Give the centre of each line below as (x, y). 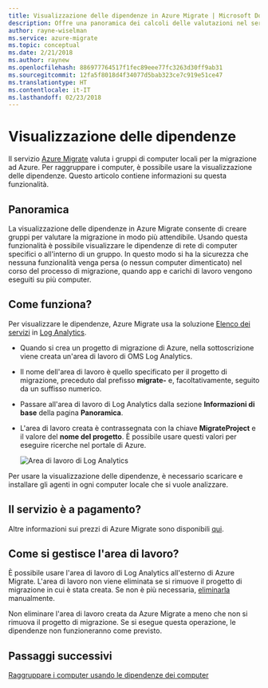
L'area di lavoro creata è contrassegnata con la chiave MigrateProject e (138, 428)
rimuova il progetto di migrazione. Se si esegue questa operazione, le (122, 623)
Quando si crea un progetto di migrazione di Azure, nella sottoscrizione (137, 347)
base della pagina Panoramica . (71, 413)
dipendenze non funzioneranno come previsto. (85, 631)
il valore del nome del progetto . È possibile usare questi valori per (128, 437)
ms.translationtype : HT (48, 82)
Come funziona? (50, 304)
